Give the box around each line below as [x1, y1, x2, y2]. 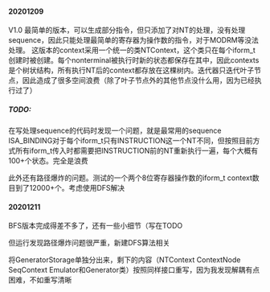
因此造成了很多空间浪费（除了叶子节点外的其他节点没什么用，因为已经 [22, 76, 255, 85]
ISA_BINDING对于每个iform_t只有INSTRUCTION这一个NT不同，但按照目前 [8, 136, 253, 146]
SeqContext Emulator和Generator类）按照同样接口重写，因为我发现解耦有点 [8, 265, 260, 275]
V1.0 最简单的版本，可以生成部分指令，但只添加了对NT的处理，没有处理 [8, 25, 246, 35]
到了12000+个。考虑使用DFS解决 [14, 183, 125, 193]
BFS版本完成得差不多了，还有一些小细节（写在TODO [8, 221, 183, 231]
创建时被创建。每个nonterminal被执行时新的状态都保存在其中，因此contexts [8, 56, 260, 65]
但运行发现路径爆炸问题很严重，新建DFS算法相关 [8, 238, 170, 248]
